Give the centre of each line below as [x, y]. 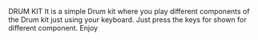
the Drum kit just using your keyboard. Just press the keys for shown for [127, 20]
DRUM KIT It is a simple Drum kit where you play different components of [129, 11]
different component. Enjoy [53, 28]
